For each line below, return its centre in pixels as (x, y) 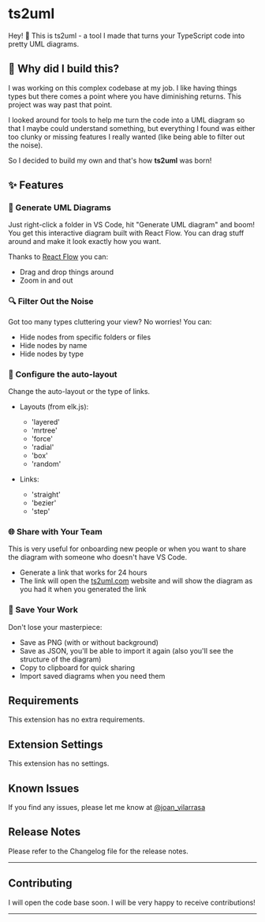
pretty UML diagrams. (44, 43)
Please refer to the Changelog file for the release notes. (99, 851)
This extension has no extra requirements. (77, 720)
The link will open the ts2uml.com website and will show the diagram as (136, 581)
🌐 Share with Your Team (55, 531)
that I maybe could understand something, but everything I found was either (132, 128)
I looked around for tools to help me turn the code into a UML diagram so (127, 120)
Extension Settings (56, 744)
